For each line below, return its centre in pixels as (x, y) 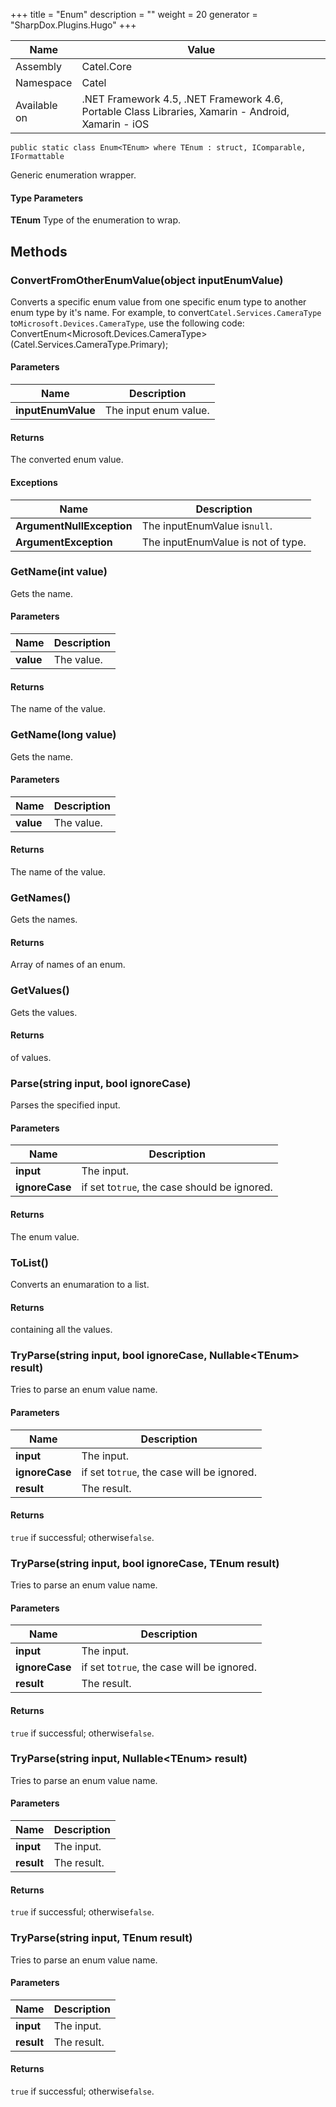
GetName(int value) (59, 572)
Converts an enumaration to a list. (80, 1284)
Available (36, 105)
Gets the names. (44, 920)
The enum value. (45, 1236)
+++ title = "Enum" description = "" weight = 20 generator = (134, 14)
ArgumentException (64, 542)
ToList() (29, 1262)
